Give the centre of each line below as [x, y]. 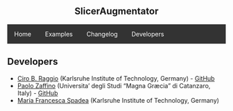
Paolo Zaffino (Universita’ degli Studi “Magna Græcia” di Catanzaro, [114, 85]
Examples [59, 34]
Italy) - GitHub [37, 93]
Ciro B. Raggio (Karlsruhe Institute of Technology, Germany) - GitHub [116, 78]
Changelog [102, 34]
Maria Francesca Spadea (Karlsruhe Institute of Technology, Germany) [118, 100]
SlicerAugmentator [116, 11]
